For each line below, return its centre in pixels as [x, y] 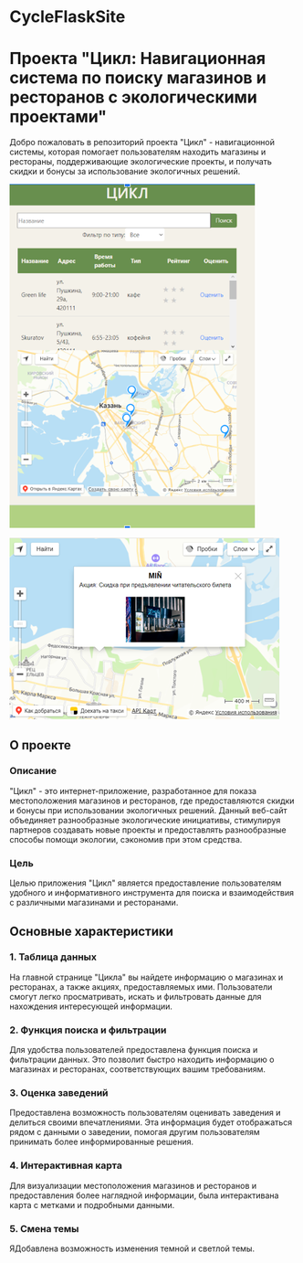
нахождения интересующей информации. [91, 1006]
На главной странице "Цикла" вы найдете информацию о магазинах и [146, 977]
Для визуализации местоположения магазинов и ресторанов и [133, 1185]
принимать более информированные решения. [102, 1142]
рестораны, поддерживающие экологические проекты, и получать [141, 162]
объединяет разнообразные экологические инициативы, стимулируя [145, 820]
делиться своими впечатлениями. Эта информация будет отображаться [151, 1122]
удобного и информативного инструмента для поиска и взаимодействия [152, 893]
